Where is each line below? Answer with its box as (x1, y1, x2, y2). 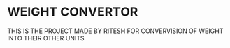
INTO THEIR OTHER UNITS (7, 34, 85, 42)
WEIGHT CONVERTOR (7, 4, 138, 20)
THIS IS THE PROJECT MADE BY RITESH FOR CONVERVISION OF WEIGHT (7, 27, 224, 35)
